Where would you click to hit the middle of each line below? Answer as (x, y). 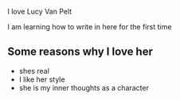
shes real (34, 71)
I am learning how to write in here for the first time (90, 27)
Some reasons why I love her (80, 52)
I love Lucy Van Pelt (40, 12)
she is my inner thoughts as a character (84, 87)
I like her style (42, 79)
